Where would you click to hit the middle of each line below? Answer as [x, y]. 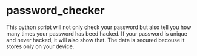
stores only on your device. [40, 46]
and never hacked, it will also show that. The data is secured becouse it [95, 40]
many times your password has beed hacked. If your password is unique [97, 33]
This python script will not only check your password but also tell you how [99, 27]
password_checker [55, 11]
